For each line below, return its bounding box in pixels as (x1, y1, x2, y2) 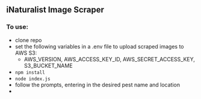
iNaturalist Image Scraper (6, 5, 104, 15)
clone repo (14, 36, 42, 44)
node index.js (14, 76, 51, 82)
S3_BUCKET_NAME (23, 62, 73, 69)
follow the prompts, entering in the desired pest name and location (14, 81, 181, 88)
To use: (6, 23, 29, 31)
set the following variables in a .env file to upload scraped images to (14, 43, 184, 50)
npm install (14, 69, 45, 76)
